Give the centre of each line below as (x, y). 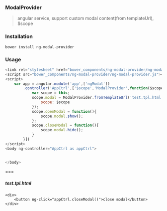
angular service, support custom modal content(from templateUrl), (85, 18)
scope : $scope (55, 102)
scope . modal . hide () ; (62, 130)
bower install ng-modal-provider (40, 47)
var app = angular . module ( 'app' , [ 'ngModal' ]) (62, 84)
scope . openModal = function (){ (64, 111)
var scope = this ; (51, 93)
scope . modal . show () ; (62, 116)
